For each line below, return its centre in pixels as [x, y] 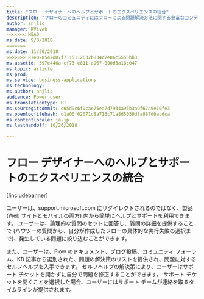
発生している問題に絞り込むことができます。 [75, 239]
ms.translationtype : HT [37, 103]
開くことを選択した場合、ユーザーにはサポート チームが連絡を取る [106, 282]
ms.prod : [17, 74]
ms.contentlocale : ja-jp [38, 120]
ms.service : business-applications [51, 80]
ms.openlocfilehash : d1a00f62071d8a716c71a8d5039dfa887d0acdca [88, 114]
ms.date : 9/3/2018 [30, 40]
